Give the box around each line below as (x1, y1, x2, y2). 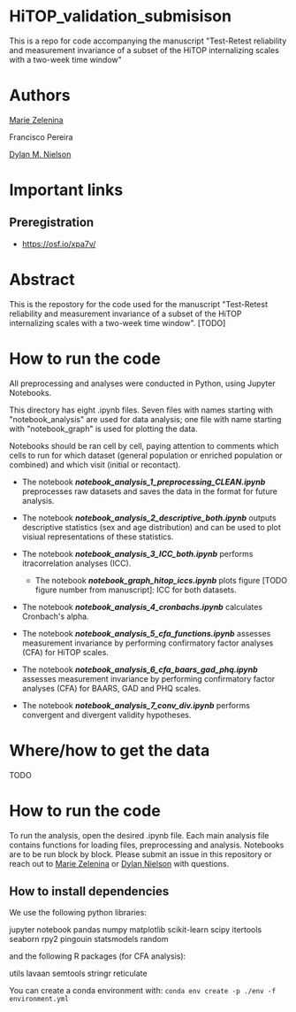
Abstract (9, 270, 75, 290)
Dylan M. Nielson (9, 149, 72, 159)
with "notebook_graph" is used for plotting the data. (9, 423, 198, 434)
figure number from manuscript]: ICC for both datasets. (34, 584, 237, 595)
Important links (9, 180, 124, 200)
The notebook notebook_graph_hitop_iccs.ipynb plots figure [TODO (34, 575, 288, 585)
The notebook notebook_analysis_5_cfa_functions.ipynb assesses (21, 628, 271, 638)
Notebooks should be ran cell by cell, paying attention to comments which (9, 440, 279, 451)
